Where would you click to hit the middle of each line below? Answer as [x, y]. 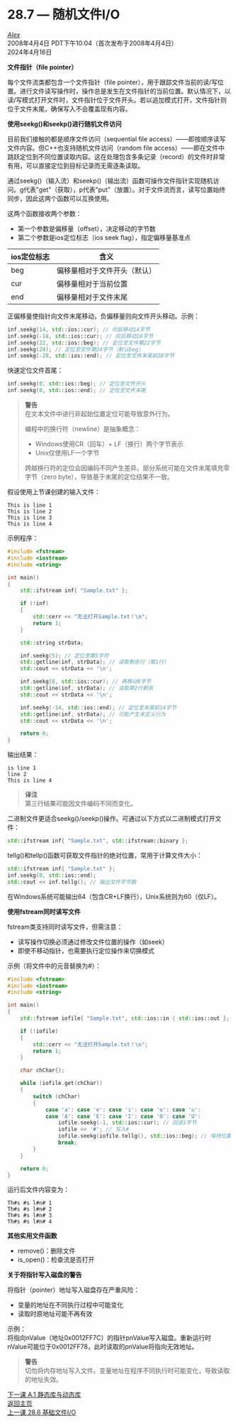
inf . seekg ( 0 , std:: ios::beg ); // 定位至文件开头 [77, 384]
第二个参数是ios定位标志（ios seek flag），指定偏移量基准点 [104, 237]
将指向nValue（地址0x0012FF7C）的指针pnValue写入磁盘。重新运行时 [109, 1338]
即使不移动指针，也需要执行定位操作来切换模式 [86, 950]
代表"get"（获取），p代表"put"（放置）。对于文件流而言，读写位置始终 [125, 190]
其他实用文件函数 [32, 1236]
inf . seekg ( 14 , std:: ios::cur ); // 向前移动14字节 [79, 329]
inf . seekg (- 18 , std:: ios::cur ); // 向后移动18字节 [80, 336]
